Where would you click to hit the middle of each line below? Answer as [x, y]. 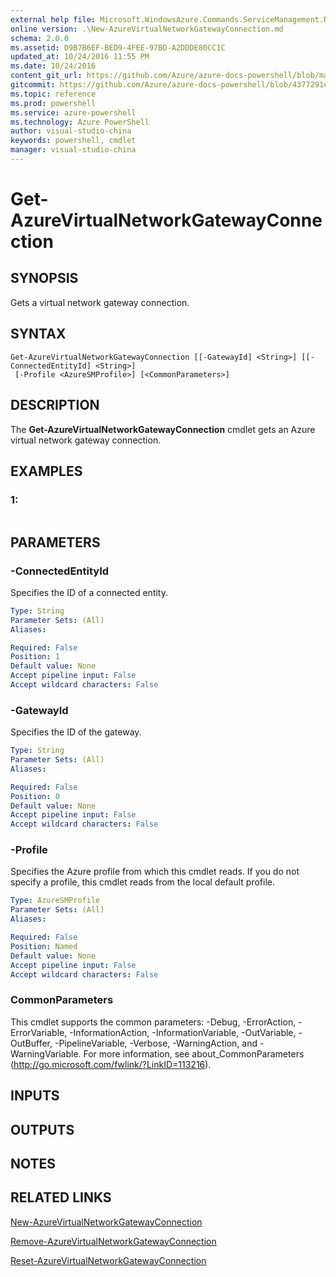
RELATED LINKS [61, 1197]
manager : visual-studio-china [73, 150]
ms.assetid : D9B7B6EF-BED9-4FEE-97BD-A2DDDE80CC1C [118, 47]
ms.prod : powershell [53, 103]
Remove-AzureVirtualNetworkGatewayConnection [113, 1241]
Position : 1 [35, 657]
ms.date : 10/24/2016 [53, 66]
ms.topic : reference [53, 94]
